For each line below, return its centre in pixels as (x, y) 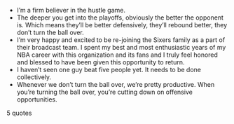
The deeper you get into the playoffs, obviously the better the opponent (120, 18)
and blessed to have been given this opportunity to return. (101, 62)
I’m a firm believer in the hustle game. (71, 10)
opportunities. (37, 99)
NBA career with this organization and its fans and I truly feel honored (117, 55)
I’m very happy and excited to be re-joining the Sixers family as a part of (121, 40)
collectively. (34, 77)
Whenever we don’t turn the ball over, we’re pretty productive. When (116, 84)
